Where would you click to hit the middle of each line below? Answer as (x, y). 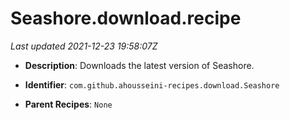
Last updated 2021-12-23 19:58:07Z (84, 46)
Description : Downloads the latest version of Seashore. (139, 65)
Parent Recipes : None (68, 104)
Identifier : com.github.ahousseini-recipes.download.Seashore (152, 84)
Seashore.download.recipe (126, 18)
